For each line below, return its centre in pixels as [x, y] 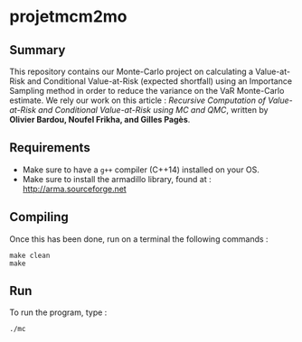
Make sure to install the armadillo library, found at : [117, 179]
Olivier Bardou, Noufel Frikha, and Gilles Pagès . [100, 120]
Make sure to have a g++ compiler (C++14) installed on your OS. [141, 170]
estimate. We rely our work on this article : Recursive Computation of [138, 100]
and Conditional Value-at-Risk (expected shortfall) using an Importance [159, 81]
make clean [30, 255]
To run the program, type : [58, 312]
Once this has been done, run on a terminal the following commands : [139, 239]
